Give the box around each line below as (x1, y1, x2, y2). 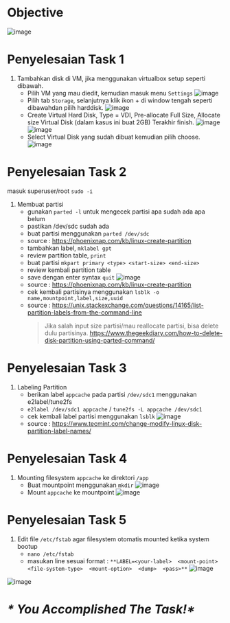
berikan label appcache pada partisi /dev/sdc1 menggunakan (27, 390, 197, 398)
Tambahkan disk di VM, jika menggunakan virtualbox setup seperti (16, 74, 206, 82)
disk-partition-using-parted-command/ (44, 336, 156, 344)
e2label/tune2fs (27, 397, 72, 406)
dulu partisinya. (44, 328, 89, 337)
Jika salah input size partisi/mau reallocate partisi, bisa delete (44, 321, 219, 330)
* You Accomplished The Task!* (7, 601, 196, 617)
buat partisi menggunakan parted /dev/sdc (27, 229, 150, 238)
